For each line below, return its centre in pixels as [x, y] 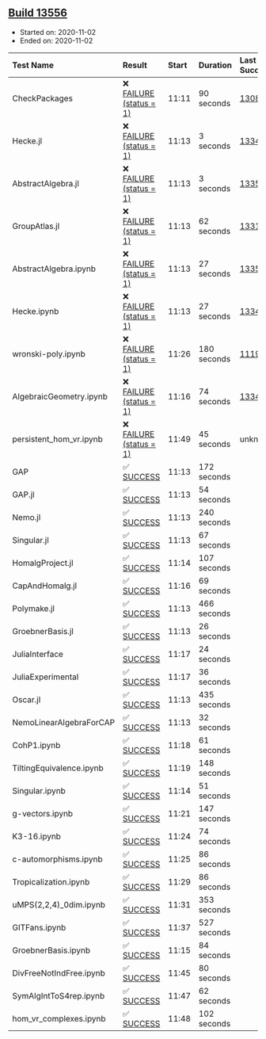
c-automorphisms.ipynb [57, 859]
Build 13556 [38, 13]
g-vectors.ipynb [43, 813]
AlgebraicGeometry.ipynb [60, 396]
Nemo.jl [27, 517]
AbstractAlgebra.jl [46, 183]
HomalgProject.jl [43, 563]
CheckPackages [43, 98]
